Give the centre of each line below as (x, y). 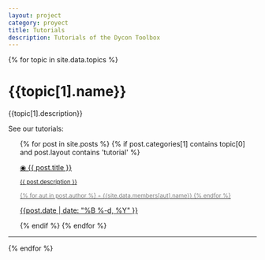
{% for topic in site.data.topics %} (63, 60)
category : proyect (38, 23)
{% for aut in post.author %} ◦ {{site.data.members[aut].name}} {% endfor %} (125, 196)
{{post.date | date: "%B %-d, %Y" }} (79, 210)
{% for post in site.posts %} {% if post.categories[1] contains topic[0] (132, 144)
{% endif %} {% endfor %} (63, 226)
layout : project (35, 15)
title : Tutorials (37, 30)
